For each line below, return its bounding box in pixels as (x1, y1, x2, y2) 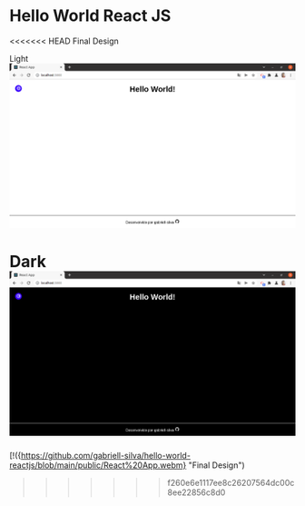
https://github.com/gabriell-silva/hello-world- (21, 451, 191, 461)
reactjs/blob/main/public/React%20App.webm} (9, 460, 187, 471)
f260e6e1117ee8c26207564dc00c (167, 478, 295, 489)
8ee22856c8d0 (167, 487, 226, 498)
